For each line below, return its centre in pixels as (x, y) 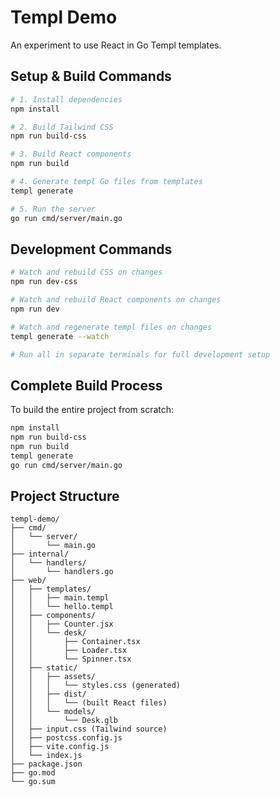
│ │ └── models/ (53, 712)
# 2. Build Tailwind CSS (62, 127)
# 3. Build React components (71, 154)
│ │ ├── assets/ (53, 677)
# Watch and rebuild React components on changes (116, 300)
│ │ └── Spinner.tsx (71, 659)
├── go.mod (33, 773)
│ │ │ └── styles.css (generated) (96, 686)
